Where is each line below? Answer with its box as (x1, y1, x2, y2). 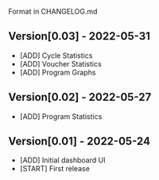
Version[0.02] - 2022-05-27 (8, 90, 152, 104)
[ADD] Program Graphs (19, 67, 96, 77)
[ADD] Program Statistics (19, 111, 103, 121)
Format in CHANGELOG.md (8, 7, 98, 16)
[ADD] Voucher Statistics (19, 59, 102, 68)
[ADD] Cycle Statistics (19, 51, 93, 60)
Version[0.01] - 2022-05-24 (8, 135, 151, 148)
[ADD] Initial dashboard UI (19, 155, 106, 165)
